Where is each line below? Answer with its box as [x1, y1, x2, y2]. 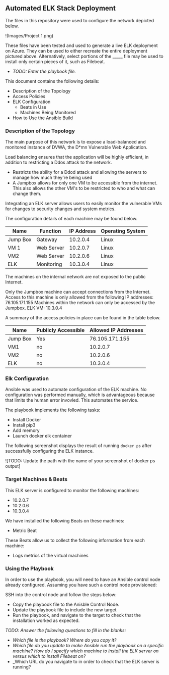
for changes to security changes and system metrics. [5, 206, 116, 212]
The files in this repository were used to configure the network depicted [5, 17, 154, 23]
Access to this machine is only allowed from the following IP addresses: [5, 294, 154, 300]
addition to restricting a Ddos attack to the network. [5, 159, 112, 166]
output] [5, 463, 21, 469]
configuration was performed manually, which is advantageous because [5, 392, 155, 398]
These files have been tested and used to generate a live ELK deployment [5, 42, 158, 49]
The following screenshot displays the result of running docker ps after [5, 443, 152, 449]
